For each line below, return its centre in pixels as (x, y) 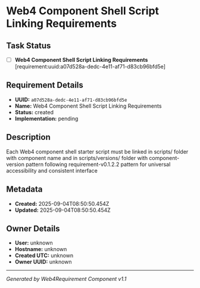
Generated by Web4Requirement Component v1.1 (66, 279)
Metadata (24, 190)
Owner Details (33, 228)
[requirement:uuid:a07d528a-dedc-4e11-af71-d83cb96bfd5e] (90, 67)
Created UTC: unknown (44, 256)
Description (28, 137)
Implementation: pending (46, 118)
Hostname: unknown (41, 249)
